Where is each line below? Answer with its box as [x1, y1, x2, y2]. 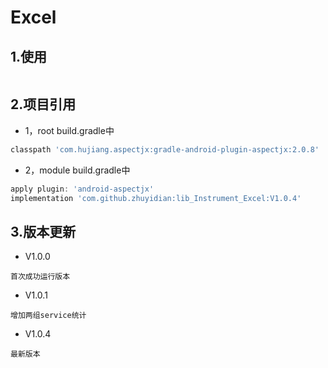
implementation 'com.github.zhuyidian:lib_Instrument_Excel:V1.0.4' [10, 193, 302, 203]
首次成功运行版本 [10, 272, 71, 282]
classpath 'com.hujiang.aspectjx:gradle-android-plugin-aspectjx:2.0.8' [10, 144, 320, 155]
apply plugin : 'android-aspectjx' [10, 184, 155, 194]
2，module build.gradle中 [24, 164, 131, 176]
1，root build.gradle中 [24, 124, 115, 136]
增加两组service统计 [10, 311, 87, 321]
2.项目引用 [10, 96, 77, 113]
